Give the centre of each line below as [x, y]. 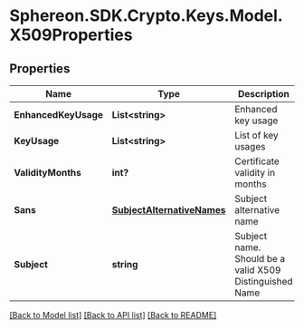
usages [250, 146]
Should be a [260, 259]
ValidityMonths [47, 173]
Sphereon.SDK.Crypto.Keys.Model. [146, 16]
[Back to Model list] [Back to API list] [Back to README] [113, 315]
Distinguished [264, 281]
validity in [255, 173]
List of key [256, 135]
